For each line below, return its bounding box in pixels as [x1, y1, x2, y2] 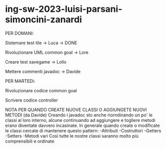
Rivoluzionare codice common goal [5, 87, 77, 93]
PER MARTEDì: [5, 78, 36, 84]
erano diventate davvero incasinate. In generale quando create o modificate [5, 122, 160, 128]
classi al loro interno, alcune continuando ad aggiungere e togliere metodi [5, 117, 156, 123]
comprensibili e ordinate [5, 138, 55, 144]
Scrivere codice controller [5, 97, 58, 103]
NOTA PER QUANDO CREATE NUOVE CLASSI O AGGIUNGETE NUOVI [5, 107, 147, 112]
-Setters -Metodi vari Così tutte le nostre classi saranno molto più [5, 133, 139, 139]
